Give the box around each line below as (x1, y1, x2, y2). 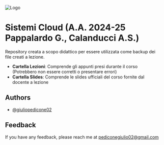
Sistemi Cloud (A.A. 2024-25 (5, 22, 126, 33)
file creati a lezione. (5, 54, 45, 60)
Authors (5, 94, 31, 102)
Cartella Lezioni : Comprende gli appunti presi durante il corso (12, 63, 138, 69)
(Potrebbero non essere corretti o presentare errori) (12, 69, 117, 74)
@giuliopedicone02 (12, 107, 52, 112)
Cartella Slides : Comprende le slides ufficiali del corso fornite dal (12, 74, 145, 80)
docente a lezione (12, 79, 49, 85)
